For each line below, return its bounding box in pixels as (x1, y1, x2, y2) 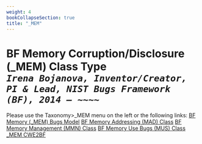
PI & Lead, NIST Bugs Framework (6, 83, 171, 95)
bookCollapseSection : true (6, 15, 75, 21)
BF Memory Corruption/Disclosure (6, 46, 185, 60)
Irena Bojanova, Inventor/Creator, (6, 73, 187, 84)
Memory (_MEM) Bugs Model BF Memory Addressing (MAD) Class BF (6, 118, 182, 126)
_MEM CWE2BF (6, 131, 46, 139)
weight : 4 (6, 9, 32, 15)
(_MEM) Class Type (6, 59, 107, 73)
